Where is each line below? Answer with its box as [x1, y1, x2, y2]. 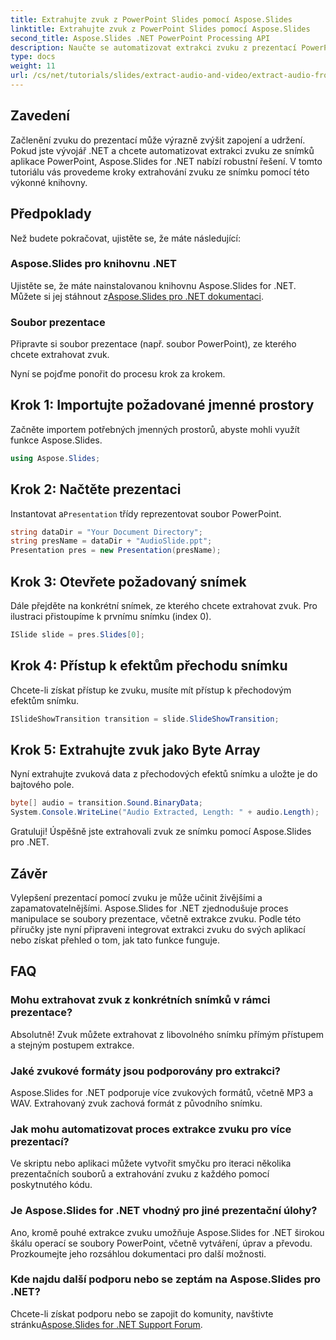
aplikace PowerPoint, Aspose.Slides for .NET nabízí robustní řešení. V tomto [10, 155, 323, 167]
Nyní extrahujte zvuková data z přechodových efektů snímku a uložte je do [10, 768, 318, 780]
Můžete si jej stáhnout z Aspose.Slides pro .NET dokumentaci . [10, 290, 265, 302]
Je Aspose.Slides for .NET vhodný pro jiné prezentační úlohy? [10, 1204, 318, 1218]
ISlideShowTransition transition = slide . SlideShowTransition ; [10, 714, 280, 724]
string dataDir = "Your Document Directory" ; [10, 527, 203, 537]
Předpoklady [10, 206, 92, 223]
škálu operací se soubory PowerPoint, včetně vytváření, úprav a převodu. [10, 1237, 313, 1249]
